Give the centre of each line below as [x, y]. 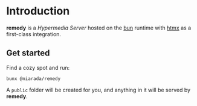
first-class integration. [34, 34]
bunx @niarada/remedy [34, 79]
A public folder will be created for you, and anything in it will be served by [98, 90]
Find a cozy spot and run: [38, 67]
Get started [28, 53]
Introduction [38, 11]
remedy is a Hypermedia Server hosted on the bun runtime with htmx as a [99, 28]
